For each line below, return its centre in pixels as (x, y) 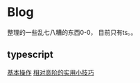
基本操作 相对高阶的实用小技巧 (51, 72)
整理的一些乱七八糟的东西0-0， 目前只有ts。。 (72, 32)
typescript (30, 55)
